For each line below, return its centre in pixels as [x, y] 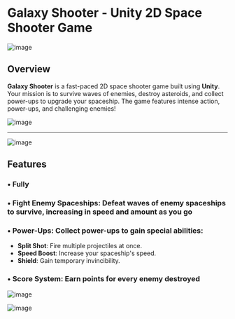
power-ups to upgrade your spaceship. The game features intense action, [114, 101]
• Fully [18, 184]
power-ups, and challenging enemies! [62, 108]
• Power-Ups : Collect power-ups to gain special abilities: [105, 231]
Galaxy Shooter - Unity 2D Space [105, 13]
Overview [29, 69]
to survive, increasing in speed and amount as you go [100, 212]
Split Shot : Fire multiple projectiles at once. [80, 246]
